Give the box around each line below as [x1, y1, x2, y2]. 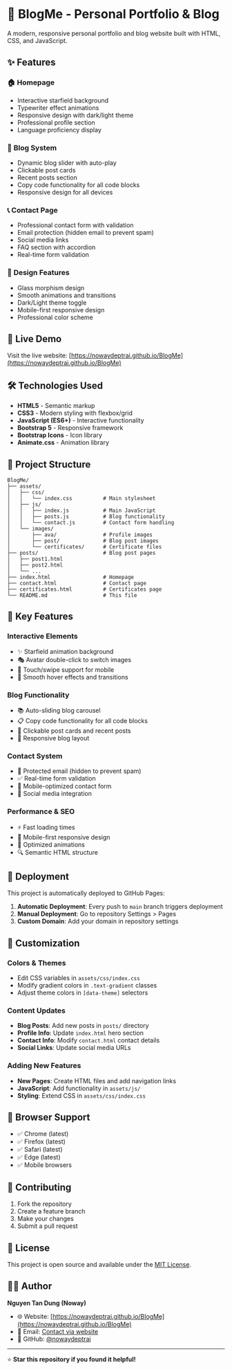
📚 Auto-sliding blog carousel [17, 706, 101, 714]
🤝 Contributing [7, 1181, 72, 1193]
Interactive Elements [7, 632, 78, 641]
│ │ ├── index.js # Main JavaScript [7, 507, 156, 514]
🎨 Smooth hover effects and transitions [17, 673, 129, 681]
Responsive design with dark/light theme [17, 111, 134, 119]
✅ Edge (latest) [17, 1153, 61, 1162]
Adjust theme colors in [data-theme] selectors [17, 988, 148, 997]
